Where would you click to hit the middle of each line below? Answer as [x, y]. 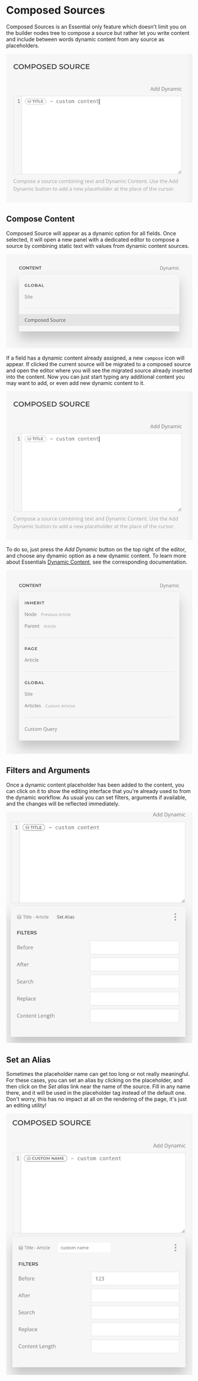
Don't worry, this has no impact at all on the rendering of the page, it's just [97, 1099]
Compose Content [40, 219]
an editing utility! [26, 1105]
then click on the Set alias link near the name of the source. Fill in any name [98, 1086]
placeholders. [23, 46]
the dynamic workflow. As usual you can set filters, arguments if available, [96, 797]
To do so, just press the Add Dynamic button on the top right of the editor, [96, 549]
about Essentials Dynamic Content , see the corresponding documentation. [97, 562]
